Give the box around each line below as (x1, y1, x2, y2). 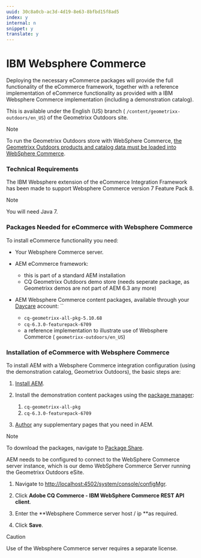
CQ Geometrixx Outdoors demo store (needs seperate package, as (23, 278, 190, 285)
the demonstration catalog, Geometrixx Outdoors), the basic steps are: (6, 368, 181, 375)
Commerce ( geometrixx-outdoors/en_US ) (23, 333, 126, 340)
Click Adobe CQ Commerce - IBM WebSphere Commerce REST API (14, 491, 185, 499)
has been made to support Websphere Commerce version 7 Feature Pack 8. (6, 185, 194, 192)
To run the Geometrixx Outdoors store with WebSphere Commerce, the (6, 137, 182, 145)
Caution (6, 533, 26, 540)
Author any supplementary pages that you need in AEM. (14, 421, 154, 428)
